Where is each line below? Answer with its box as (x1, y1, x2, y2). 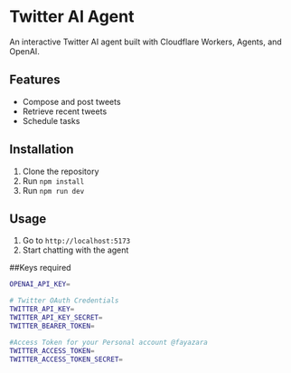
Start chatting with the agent (22, 244, 129, 255)
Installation (9, 142, 74, 158)
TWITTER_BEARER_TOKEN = (9, 321, 95, 330)
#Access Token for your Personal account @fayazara (9, 338, 208, 347)
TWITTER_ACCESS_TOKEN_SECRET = (9, 355, 124, 364)
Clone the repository (22, 166, 99, 177)
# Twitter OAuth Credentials (9, 296, 119, 305)
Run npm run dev (22, 185, 85, 196)
